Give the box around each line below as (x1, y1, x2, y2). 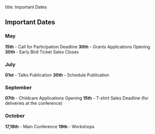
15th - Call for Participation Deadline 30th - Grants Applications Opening (5, 44, 150, 50)
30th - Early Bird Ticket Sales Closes (5, 49, 79, 55)
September (5, 84, 32, 91)
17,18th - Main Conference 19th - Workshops (5, 123, 94, 129)
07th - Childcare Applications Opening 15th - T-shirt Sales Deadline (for (5, 95, 149, 101)
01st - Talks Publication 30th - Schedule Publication (5, 72, 110, 78)
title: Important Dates (5, 4, 47, 10)
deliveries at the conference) (5, 100, 63, 106)
